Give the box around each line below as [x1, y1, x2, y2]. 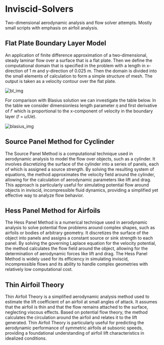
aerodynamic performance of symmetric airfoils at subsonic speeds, [5, 325, 143, 331]
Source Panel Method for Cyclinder [5, 137, 115, 146]
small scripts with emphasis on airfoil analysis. [5, 25, 99, 30]
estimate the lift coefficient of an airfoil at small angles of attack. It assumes [5, 299, 158, 305]
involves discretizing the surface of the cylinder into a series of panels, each [5, 161, 159, 167]
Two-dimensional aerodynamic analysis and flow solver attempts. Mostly [5, 20, 152, 26]
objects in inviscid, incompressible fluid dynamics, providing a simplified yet [5, 187, 159, 193]
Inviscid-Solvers [5, 3, 74, 15]
